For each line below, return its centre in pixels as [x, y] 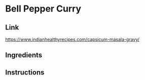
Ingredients [24, 55]
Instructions [25, 72]
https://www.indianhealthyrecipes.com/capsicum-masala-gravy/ [72, 39]
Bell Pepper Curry [43, 9]
